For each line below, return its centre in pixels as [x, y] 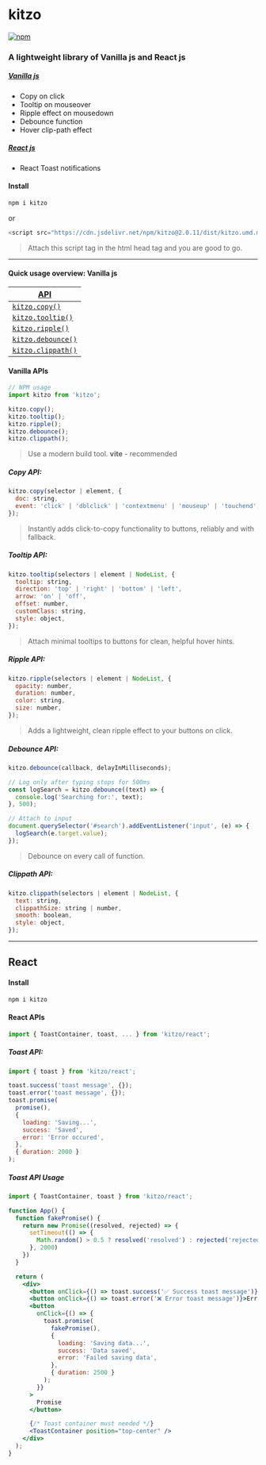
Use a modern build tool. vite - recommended [103, 454]
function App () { [37, 1211]
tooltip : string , [44, 582]
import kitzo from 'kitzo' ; [55, 395]
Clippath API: [30, 874]
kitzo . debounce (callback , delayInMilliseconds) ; [90, 767]
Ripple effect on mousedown [66, 113]
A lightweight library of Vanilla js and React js [97, 57]
